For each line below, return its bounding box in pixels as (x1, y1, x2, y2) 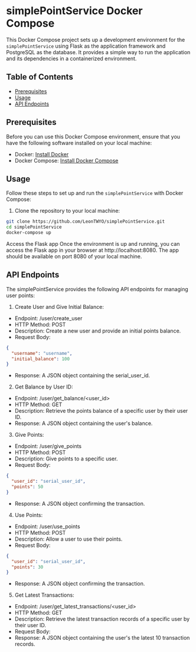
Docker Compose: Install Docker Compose (14, 157, 119, 164)
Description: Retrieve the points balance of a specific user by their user (14, 407, 188, 414)
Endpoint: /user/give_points (14, 443, 82, 450)
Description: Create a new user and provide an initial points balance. (14, 327, 181, 334)
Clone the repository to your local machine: (14, 208, 120, 215)
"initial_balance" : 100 (11, 355, 70, 362)
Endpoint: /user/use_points (14, 523, 81, 530)
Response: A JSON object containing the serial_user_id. (14, 372, 151, 379)
